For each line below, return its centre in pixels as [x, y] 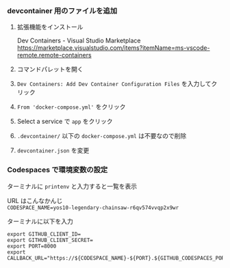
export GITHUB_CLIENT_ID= [44, 234]
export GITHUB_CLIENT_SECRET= [50, 240]
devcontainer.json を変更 [53, 150]
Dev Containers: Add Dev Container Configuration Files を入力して [114, 84]
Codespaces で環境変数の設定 [57, 170]
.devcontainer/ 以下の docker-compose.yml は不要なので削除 [102, 136]
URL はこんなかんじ [35, 200]
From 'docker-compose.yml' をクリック [71, 107]
